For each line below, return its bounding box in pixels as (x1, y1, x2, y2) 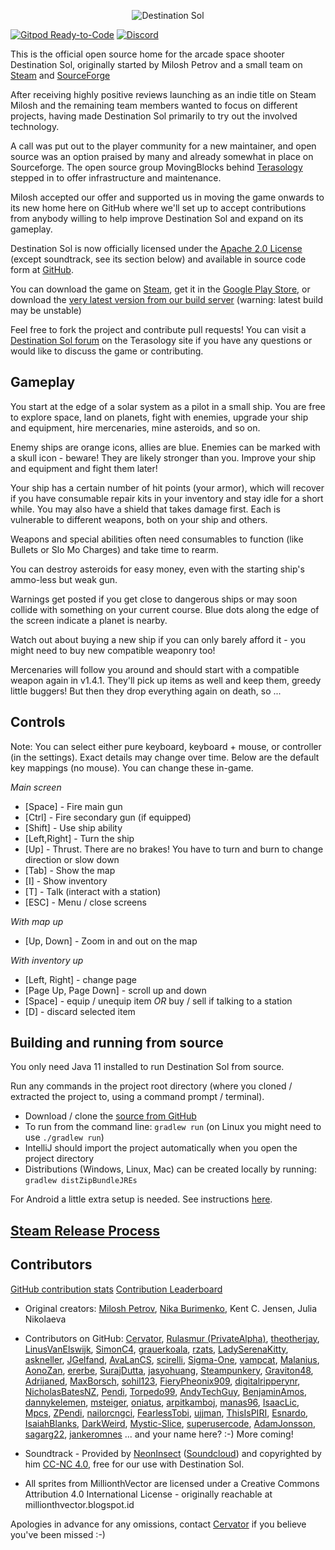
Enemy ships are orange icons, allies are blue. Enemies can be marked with (10, 441, 321, 453)
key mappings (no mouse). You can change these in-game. (10, 761, 254, 774)
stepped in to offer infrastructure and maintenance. (10, 172, 222, 184)
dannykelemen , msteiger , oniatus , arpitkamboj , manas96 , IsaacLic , (24, 1396, 300, 1408)
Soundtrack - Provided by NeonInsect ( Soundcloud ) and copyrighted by (24, 1447, 322, 1459)
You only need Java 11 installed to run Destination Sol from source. (10, 1061, 285, 1073)
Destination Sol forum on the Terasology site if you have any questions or (10, 335, 313, 346)
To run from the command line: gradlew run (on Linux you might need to (24, 1121, 322, 1133)
